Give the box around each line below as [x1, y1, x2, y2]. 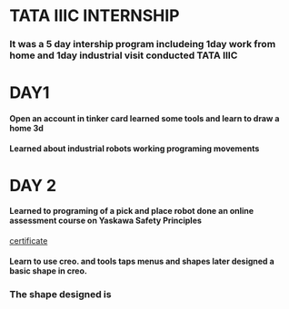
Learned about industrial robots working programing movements [9, 143, 260, 154]
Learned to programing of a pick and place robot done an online [9, 206, 254, 217]
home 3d [9, 122, 44, 133]
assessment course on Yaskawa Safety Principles [9, 215, 203, 227]
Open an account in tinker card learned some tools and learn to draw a [9, 112, 280, 123]
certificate [9, 235, 48, 246]
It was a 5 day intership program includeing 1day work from [9, 38, 276, 51]
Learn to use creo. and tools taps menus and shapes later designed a [9, 256, 274, 267]
